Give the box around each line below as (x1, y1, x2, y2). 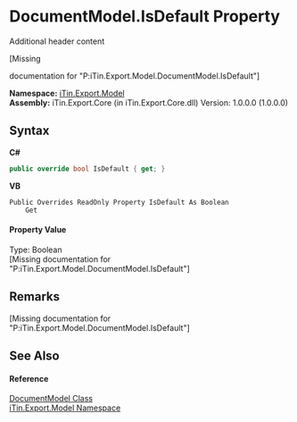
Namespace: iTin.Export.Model (9, 88, 125, 98)
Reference (9, 373, 49, 384)
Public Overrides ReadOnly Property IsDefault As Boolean (9, 198, 229, 207)
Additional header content (9, 36, 105, 46)
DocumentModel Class (9, 393, 94, 404)
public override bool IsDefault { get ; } (9, 164, 166, 173)
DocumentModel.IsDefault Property (9, 6, 281, 27)
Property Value (9, 224, 67, 235)
